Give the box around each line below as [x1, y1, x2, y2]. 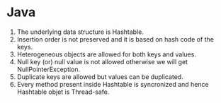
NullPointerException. [16, 65, 81, 73]
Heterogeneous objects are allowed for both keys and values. [16, 50, 196, 59]
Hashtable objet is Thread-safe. [16, 87, 110, 96]
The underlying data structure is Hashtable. [16, 28, 144, 36]
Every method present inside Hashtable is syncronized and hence [16, 80, 210, 88]
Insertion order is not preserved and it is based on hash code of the [16, 35, 214, 43]
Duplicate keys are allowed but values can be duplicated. [16, 72, 183, 81]
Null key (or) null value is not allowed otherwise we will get [16, 57, 188, 66]
